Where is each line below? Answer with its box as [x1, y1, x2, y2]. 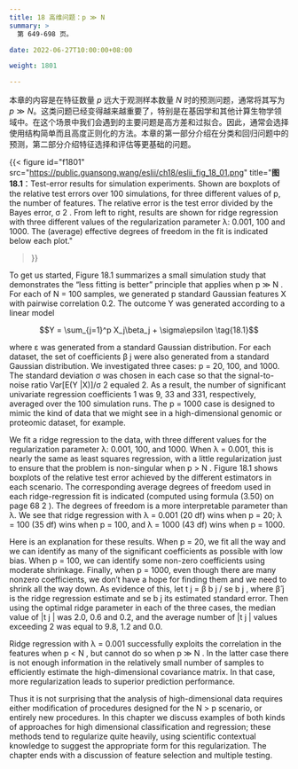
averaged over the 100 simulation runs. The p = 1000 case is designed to [9, 398, 275, 409]
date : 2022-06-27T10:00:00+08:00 [9, 45, 133, 54]
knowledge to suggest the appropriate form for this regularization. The [9, 741, 267, 751]
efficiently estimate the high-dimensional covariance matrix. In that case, [9, 667, 276, 678]
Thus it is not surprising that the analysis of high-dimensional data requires [9, 694, 284, 704]
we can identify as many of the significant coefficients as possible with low [9, 546, 284, 557]
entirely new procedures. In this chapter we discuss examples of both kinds [9, 712, 286, 723]
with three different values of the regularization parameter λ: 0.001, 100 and [9, 216, 286, 227]
